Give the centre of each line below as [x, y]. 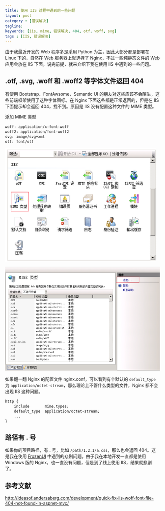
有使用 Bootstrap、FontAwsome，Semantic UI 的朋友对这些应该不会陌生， [80, 94]
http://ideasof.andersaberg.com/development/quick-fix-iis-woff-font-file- [79, 498]
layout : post [18, 16]
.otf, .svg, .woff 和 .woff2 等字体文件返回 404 [74, 81]
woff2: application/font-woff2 [37, 132]
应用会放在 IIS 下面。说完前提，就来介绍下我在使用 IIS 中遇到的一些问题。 [79, 64]
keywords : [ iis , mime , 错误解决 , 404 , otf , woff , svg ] [61, 31]
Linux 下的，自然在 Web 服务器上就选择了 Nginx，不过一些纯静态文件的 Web [82, 58]
